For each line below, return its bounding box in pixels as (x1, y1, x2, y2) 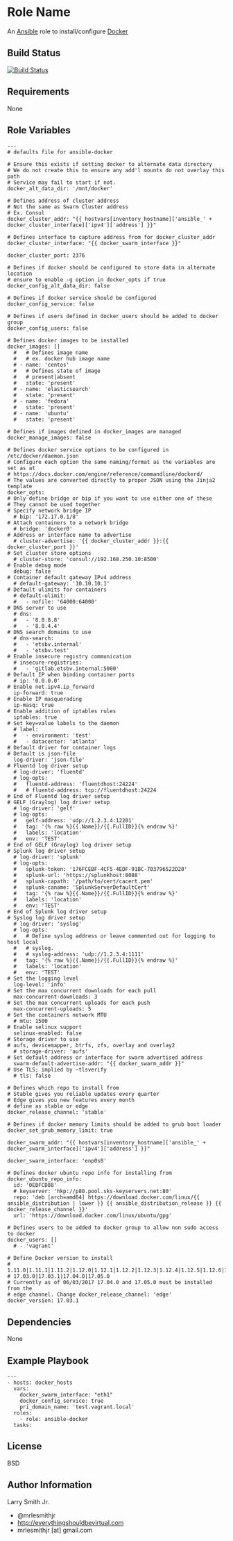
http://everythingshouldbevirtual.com (17, 1518, 124, 1526)
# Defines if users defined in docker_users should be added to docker (7, 313, 218, 320)
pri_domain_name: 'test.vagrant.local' (19, 1403, 135, 1410)
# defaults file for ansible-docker (7, 149, 113, 156)
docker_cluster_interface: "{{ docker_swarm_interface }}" (7, 240, 182, 247)
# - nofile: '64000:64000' (13, 599, 98, 606)
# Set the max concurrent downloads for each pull (7, 988, 157, 994)
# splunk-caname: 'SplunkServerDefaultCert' (13, 884, 150, 891)
